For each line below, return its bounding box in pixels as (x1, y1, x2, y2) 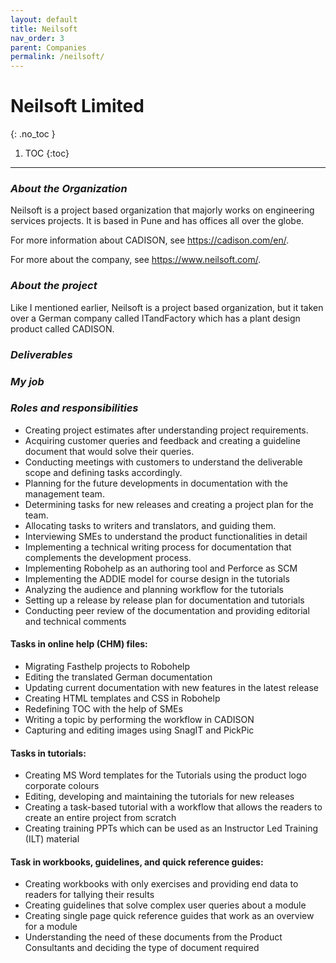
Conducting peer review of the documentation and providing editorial (24, 604, 310, 616)
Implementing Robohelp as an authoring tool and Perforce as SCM (24, 562, 298, 574)
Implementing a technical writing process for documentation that (24, 541, 292, 553)
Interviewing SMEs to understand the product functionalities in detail (24, 530, 308, 542)
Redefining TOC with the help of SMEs (24, 703, 183, 715)
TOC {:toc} (24, 147, 70, 160)
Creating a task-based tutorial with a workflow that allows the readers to (24, 801, 323, 813)
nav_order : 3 (10, 33, 65, 43)
